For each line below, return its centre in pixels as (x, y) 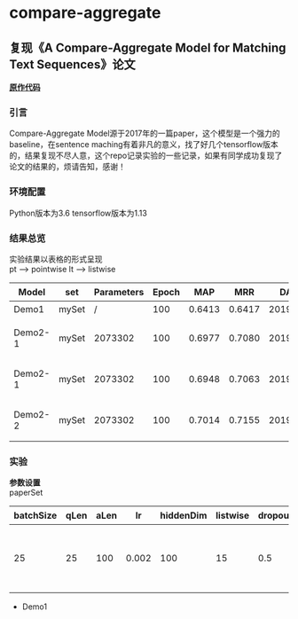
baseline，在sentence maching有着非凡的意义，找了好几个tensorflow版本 (144, 145)
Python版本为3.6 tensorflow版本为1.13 (78, 213)
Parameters (119, 292)
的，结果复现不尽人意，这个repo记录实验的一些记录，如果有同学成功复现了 (146, 156)
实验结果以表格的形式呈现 (56, 259)
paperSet (26, 493)
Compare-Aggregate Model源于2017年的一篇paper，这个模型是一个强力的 (145, 133)
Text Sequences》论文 (72, 64)
